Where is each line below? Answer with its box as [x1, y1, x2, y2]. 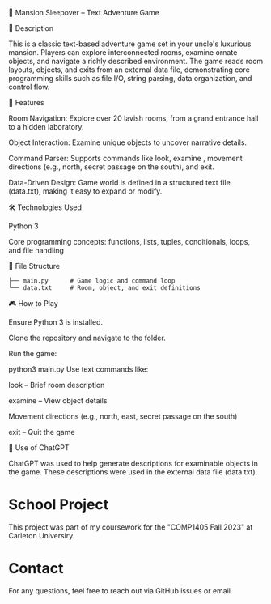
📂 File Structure [8, 262, 61, 270]
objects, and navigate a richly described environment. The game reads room [8, 57, 264, 66]
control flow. [8, 82, 50, 91]
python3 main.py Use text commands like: [8, 364, 149, 374]
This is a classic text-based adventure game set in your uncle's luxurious [8, 39, 252, 49]
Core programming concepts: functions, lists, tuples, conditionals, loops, [8, 237, 251, 246]
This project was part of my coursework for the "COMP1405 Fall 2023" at [8, 522, 253, 532]
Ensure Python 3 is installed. [8, 317, 104, 327]
